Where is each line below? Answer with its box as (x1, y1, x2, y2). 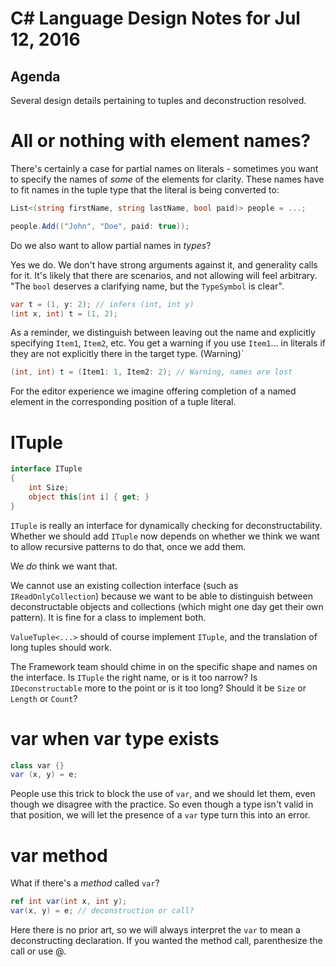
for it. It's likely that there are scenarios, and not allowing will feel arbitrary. (10, 269, 318, 281)
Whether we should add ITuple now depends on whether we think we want (10, 530, 320, 542)
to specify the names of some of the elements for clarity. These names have (10, 173, 325, 185)
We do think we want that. (10, 560, 118, 572)
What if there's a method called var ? (10, 877, 160, 889)
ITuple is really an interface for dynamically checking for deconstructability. (10, 519, 323, 531)
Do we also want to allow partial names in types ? (10, 239, 212, 251)
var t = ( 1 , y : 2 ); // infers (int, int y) (10, 299, 195, 309)
